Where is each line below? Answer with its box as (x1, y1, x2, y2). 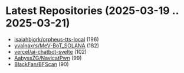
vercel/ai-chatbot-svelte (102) (14, 48, 87, 55)
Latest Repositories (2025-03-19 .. (5, 4, 179, 18)
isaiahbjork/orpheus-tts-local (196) (14, 36, 99, 43)
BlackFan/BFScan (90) (14, 60, 69, 68)
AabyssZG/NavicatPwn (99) (14, 54, 82, 61)
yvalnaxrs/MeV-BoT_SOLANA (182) (14, 42, 100, 49)
